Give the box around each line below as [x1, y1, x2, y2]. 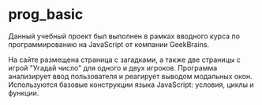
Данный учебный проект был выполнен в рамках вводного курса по [8, 31, 241, 41]
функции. [8, 88, 39, 97]
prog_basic [8, 5, 84, 24]
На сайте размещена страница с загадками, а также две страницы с [8, 55, 241, 64]
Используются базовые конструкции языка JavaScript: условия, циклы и [8, 80, 254, 89]
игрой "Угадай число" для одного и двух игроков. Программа [8, 63, 218, 72]
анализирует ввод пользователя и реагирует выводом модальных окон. [8, 71, 253, 81]
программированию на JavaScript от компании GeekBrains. [8, 39, 210, 49]
